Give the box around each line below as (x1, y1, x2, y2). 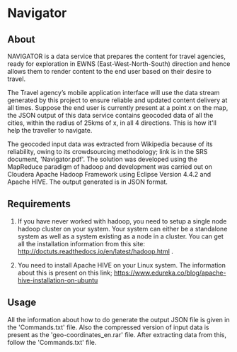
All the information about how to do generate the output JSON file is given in (7, 315, 230, 324)
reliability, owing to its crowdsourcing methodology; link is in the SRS (7, 148, 208, 155)
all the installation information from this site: (17, 239, 145, 248)
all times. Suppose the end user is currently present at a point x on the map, (7, 104, 229, 111)
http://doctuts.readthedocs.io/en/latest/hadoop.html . (17, 247, 173, 255)
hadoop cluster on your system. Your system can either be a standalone (17, 224, 228, 233)
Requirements (7, 198, 71, 210)
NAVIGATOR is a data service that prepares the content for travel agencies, (7, 52, 226, 60)
